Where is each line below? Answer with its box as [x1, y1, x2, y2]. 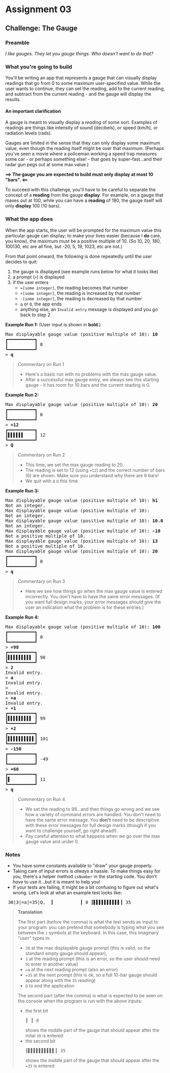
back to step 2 [20, 312, 51, 318]
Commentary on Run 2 [17, 451, 65, 458]
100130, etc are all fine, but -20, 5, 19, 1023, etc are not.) [5, 243, 123, 250]
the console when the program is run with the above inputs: [17, 998, 143, 1004]
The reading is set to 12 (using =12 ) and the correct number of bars [25, 467, 165, 473]
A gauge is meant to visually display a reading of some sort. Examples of [5, 119, 157, 126]
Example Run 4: [5, 614, 39, 620]
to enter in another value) [25, 961, 79, 967]
